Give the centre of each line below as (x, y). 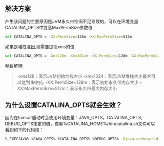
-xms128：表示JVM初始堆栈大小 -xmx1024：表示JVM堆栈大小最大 (84, 76)
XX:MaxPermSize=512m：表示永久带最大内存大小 (67, 88)
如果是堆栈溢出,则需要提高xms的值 (40, 46)
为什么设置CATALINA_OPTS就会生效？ (63, 105)
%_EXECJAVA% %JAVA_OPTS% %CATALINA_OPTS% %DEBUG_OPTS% (62, 139)
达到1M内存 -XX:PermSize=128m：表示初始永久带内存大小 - (82, 82)
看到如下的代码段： (24, 130)
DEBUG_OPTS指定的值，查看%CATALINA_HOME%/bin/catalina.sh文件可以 (80, 124)
